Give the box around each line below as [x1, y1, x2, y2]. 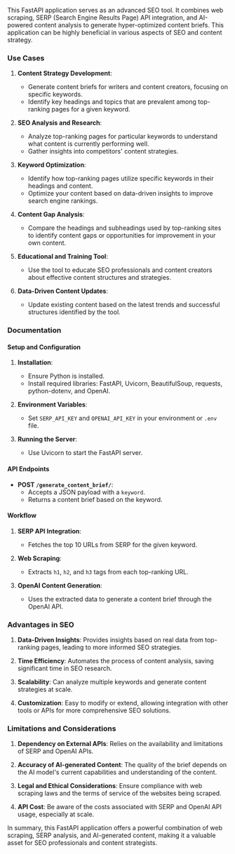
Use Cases [7, 53, 45, 62]
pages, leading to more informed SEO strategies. [41, 643, 182, 651]
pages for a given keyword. [51, 105, 130, 114]
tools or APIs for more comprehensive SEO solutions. [17, 706, 171, 714]
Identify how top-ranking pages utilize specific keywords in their [27, 175, 214, 183]
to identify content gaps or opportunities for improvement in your [27, 231, 216, 240]
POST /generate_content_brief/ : [17, 480, 114, 489]
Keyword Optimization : [17, 161, 86, 169]
